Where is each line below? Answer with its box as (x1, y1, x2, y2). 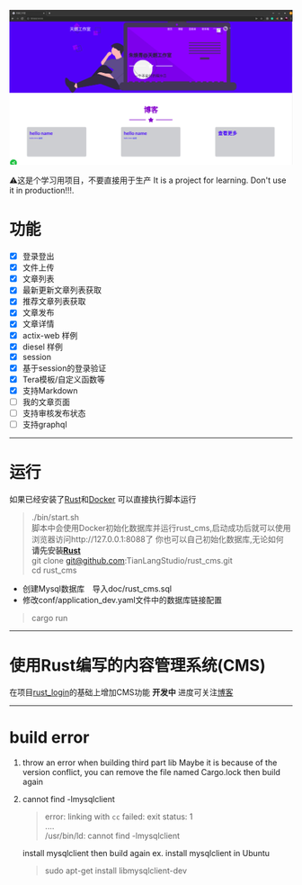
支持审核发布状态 (22, 407, 86, 419)
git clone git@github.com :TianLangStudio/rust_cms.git (31, 555, 234, 565)
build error (9, 727, 90, 748)
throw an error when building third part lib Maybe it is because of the (22, 757, 278, 768)
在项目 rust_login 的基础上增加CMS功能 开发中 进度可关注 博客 (9, 686, 234, 698)
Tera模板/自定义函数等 (22, 374, 106, 384)
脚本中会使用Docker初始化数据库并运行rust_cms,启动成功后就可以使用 (31, 523, 291, 533)
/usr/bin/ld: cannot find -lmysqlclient (44, 830, 181, 841)
